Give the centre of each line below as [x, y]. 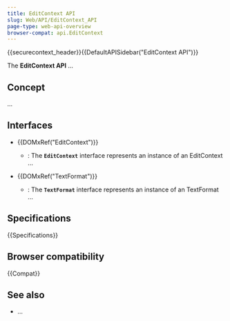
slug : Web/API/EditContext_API [52, 20]
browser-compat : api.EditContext [55, 33]
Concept [26, 87]
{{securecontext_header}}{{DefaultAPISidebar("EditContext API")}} [103, 52]
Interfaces [30, 126]
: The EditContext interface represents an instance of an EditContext [125, 155]
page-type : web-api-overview [49, 26]
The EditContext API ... [40, 65]
